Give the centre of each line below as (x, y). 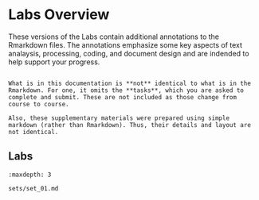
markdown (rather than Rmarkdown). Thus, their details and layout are (129, 125)
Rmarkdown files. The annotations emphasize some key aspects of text (126, 44)
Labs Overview (59, 15)
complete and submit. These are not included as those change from (123, 97)
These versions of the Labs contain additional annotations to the (114, 37)
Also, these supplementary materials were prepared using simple (119, 118)
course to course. (39, 104)
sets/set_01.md (33, 188)
